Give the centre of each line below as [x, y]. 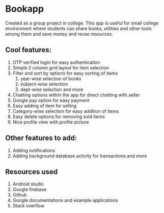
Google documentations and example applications [65, 200]
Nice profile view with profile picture [51, 122]
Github [20, 195]
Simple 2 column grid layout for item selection [61, 67]
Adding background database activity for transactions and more [80, 156]
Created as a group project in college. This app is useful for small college [82, 23]
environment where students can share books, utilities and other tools [78, 28]
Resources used [31, 172]
